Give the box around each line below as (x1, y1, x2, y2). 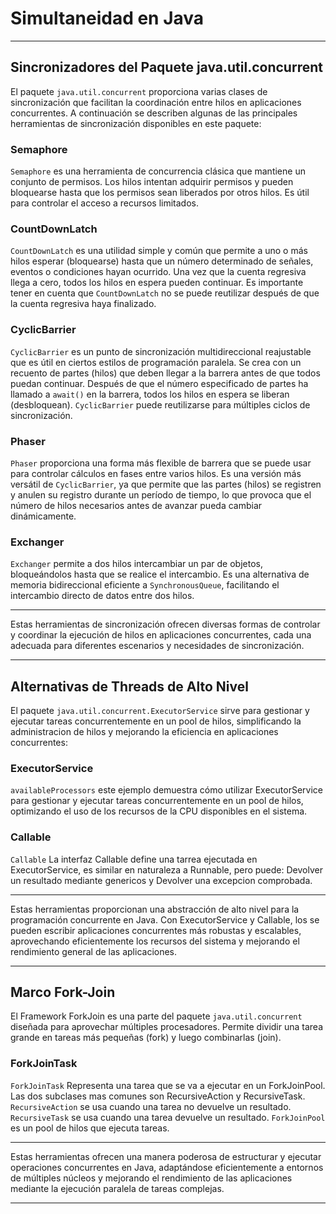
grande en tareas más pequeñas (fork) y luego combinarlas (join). (10, 1032, 282, 1044)
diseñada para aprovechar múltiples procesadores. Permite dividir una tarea (10, 1021, 324, 1033)
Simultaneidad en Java (10, 7, 205, 30)
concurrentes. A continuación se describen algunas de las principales (10, 107, 298, 119)
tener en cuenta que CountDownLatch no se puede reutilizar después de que (10, 287, 320, 299)
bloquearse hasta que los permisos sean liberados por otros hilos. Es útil (10, 187, 310, 199)
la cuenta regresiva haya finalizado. (10, 298, 157, 310)
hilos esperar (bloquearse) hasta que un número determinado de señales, (10, 255, 314, 267)
